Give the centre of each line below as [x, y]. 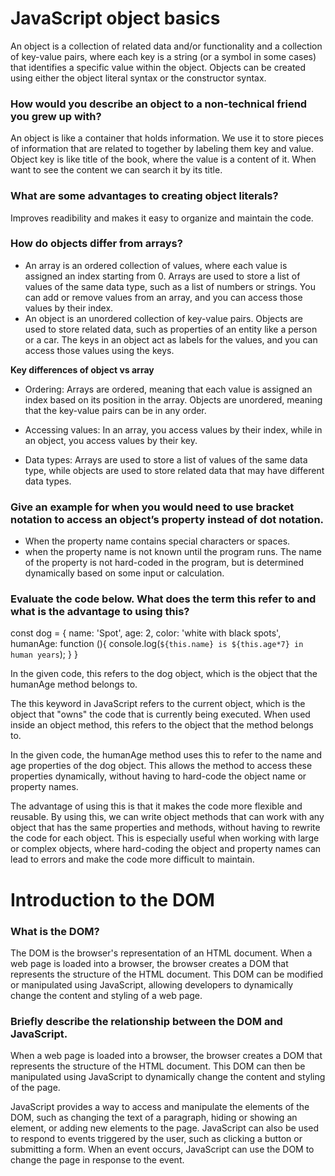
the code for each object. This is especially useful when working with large [165, 838]
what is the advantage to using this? [100, 612]
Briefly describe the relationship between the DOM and [146, 1021]
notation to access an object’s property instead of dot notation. [167, 519]
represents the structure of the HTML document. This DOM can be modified [167, 974]
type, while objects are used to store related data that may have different [174, 470]
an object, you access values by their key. [111, 440]
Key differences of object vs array [82, 369]
